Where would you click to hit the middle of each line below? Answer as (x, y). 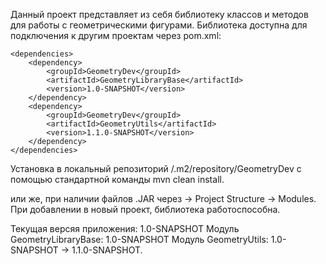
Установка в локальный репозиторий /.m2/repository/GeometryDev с (156, 168)
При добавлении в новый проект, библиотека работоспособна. (145, 209)
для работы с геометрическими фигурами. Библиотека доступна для (159, 25)
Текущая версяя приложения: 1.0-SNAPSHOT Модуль (125, 228)
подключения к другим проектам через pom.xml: (116, 35)
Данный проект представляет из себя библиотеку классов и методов (159, 14)
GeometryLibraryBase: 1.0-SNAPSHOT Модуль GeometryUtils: (139, 239)
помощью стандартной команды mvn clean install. (117, 179)
